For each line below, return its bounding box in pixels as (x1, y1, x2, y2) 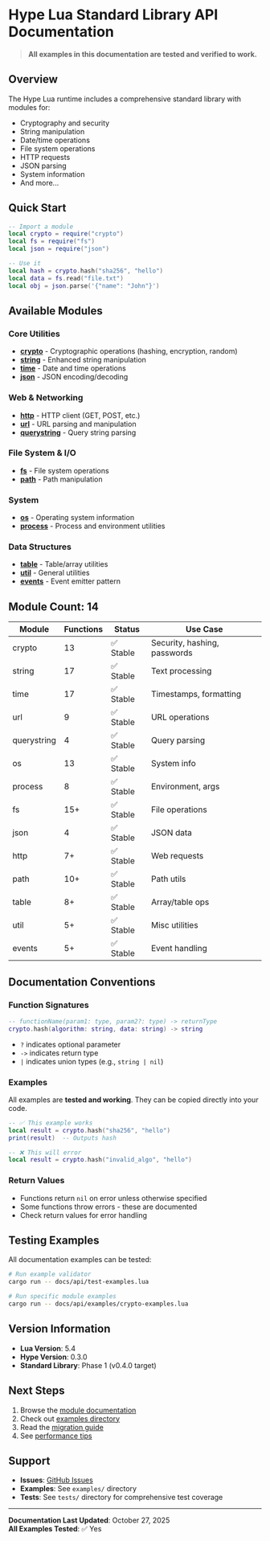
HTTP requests (19, 152, 71, 162)
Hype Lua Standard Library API (8, 6, 219, 24)
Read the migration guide (19, 1422, 104, 1432)
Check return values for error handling (19, 1210, 147, 1219)
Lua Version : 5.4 (19, 1343, 76, 1353)
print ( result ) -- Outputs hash (8, 1133, 117, 1142)
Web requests (151, 850, 204, 862)
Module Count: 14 (8, 600, 99, 613)
